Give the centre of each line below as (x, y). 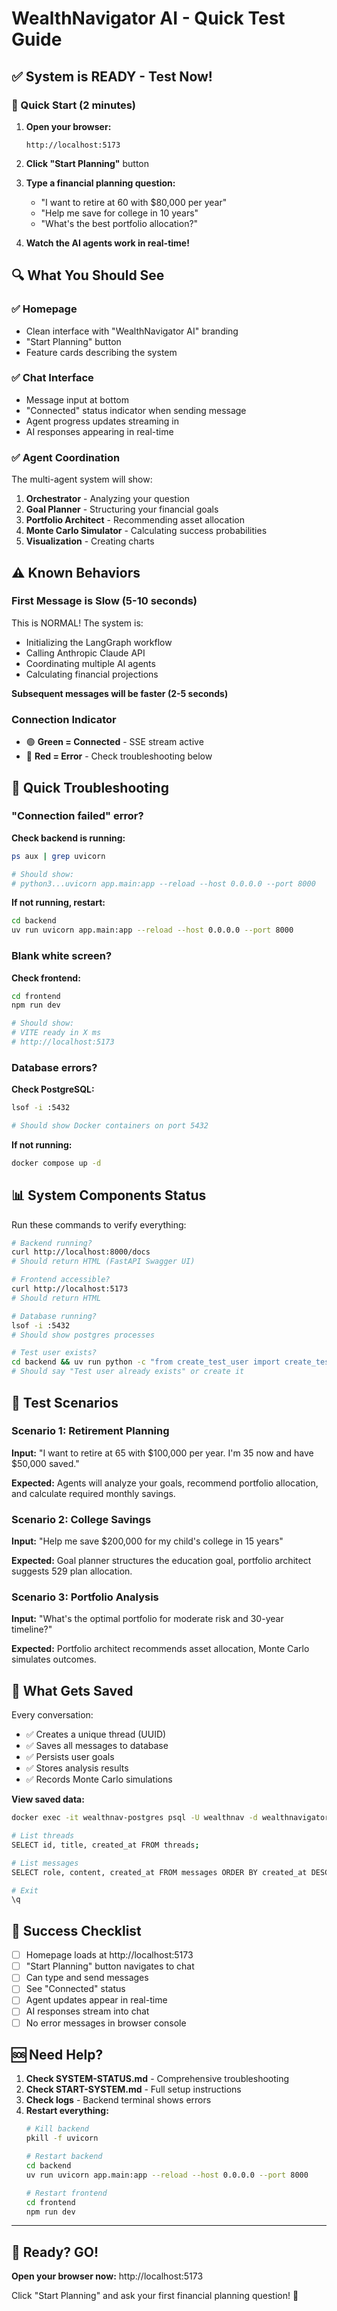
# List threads (43, 1836)
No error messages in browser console (106, 2023)
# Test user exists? (54, 1353)
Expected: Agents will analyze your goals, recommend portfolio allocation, (165, 1483)
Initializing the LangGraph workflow (99, 642)
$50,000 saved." (45, 1463)
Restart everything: (67, 2111)
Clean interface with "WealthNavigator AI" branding (132, 331)
